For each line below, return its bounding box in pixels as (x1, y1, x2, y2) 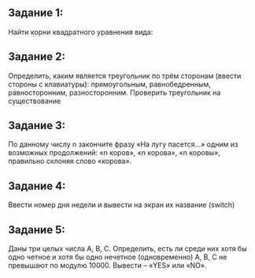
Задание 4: (8, 179, 66, 192)
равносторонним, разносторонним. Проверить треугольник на (8, 87, 221, 97)
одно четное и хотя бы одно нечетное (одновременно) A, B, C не (8, 252, 227, 262)
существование (8, 96, 61, 106)
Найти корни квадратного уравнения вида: (8, 27, 153, 36)
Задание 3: (8, 119, 65, 132)
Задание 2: (8, 50, 65, 64)
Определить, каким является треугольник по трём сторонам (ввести (8, 71, 242, 80)
